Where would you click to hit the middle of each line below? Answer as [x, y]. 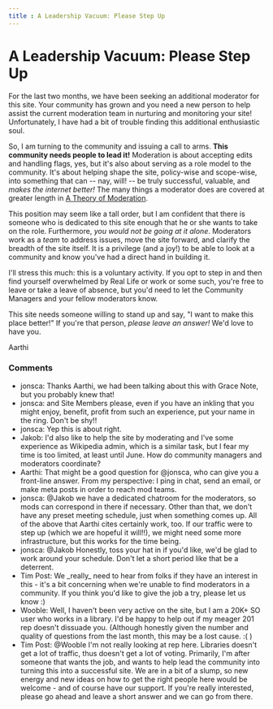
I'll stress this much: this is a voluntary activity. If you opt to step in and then [135, 272]
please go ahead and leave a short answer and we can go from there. [136, 696]
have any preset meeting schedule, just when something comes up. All [139, 515]
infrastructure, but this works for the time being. [100, 541]
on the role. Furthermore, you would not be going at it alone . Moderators [130, 231]
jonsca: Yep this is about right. [71, 429]
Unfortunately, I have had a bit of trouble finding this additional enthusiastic [134, 122]
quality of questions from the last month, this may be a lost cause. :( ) [136, 636]
